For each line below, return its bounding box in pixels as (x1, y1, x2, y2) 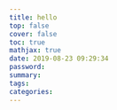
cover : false (9, 29, 58, 38)
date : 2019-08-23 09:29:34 (9, 54, 109, 63)
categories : (9, 87, 53, 96)
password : (9, 63, 46, 72)
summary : (9, 71, 42, 80)
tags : (9, 79, 29, 88)
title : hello (9, 12, 58, 22)
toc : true (9, 37, 46, 47)
